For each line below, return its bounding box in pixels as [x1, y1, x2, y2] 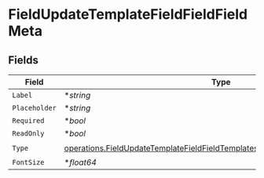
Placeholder [12, 104, 57, 112]
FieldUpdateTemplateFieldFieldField [8, 5, 248, 24]
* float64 [64, 157, 97, 168]
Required [12, 116, 45, 125]
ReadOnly [12, 129, 45, 138]
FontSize [12, 158, 45, 166]
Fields [8, 53, 39, 67]
